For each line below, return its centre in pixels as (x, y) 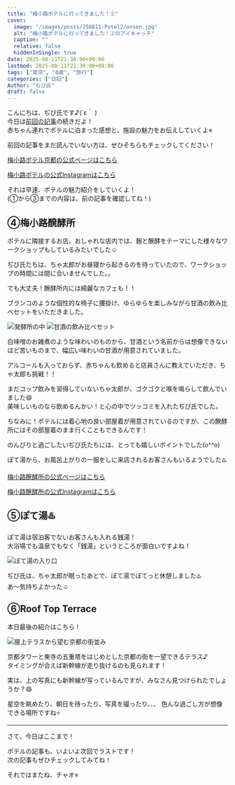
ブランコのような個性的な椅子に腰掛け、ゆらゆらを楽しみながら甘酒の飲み (114, 303)
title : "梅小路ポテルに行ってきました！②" (63, 14)
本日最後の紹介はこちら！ (44, 627)
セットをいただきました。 (50, 312)
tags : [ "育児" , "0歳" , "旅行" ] (50, 72)
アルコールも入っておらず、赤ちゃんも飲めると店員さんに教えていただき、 (114, 365)
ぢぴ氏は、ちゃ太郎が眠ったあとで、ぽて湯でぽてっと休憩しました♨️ (104, 576)
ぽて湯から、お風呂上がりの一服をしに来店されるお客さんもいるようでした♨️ (117, 459)
